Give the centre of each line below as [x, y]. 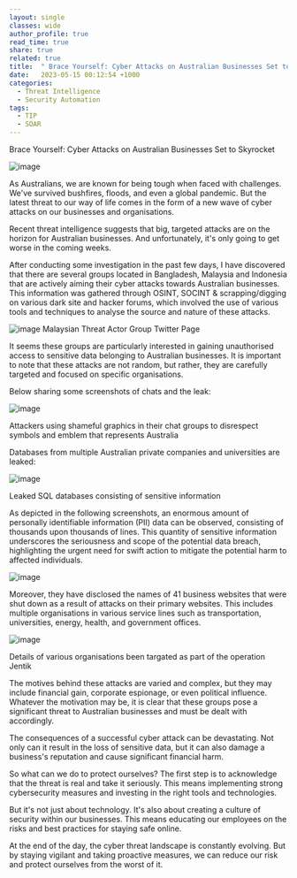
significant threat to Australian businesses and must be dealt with [128, 711]
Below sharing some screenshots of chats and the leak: [110, 391]
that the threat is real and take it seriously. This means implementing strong [146, 783]
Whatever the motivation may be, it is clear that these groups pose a [133, 702]
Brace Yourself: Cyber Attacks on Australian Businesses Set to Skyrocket [142, 149]
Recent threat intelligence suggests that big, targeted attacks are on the [140, 229]
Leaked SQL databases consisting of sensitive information [115, 496]
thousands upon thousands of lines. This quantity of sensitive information [143, 532]
